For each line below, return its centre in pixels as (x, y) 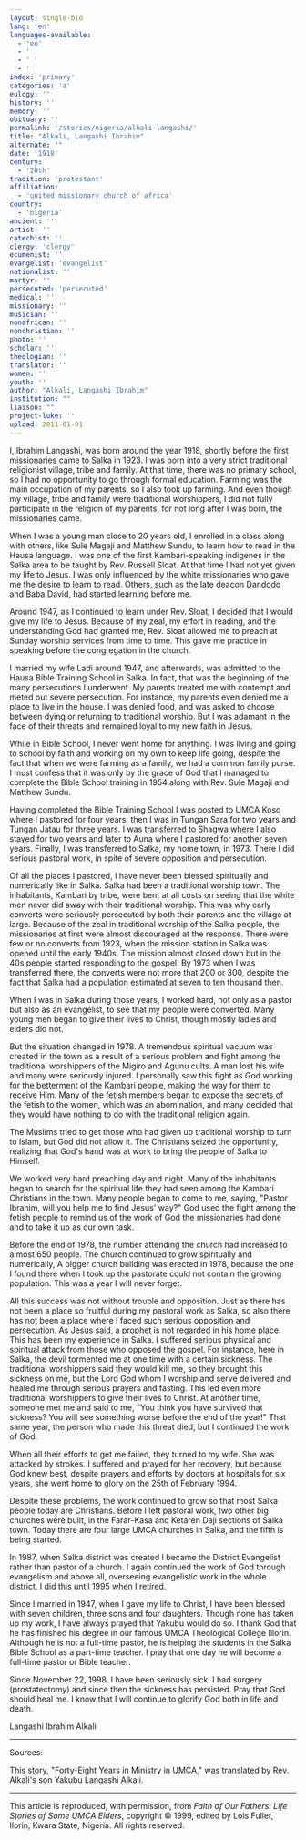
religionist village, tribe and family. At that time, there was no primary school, (153, 469)
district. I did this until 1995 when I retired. (88, 1586)
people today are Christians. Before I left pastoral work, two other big (139, 1510)
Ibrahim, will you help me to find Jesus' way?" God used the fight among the (153, 1207)
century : (26, 162)
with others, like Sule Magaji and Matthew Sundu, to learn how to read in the (153, 545)
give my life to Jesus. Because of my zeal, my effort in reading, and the (143, 621)
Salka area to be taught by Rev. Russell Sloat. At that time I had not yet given (153, 565)
